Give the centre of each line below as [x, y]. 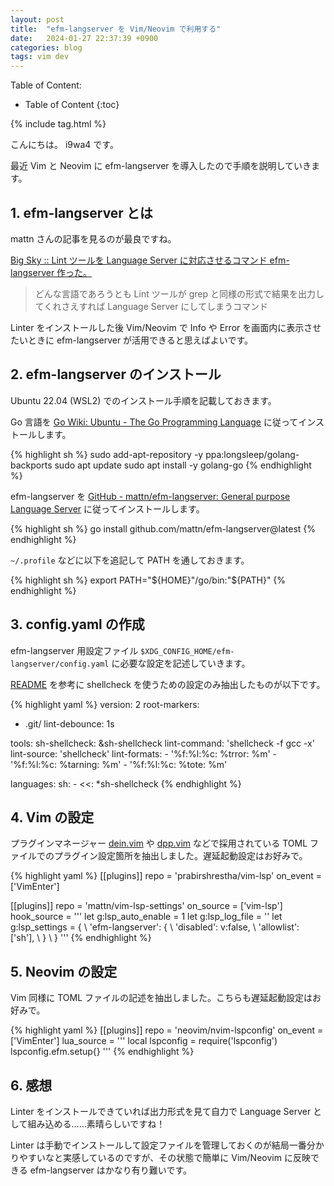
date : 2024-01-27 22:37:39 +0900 [84, 38]
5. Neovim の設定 [64, 971]
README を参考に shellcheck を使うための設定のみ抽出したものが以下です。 [168, 684]
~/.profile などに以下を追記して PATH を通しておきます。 [130, 560]
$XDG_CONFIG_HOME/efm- [187, 651]
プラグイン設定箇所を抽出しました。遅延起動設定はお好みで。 [180, 856]
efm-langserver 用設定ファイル [74, 650]
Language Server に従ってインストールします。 [107, 508]
